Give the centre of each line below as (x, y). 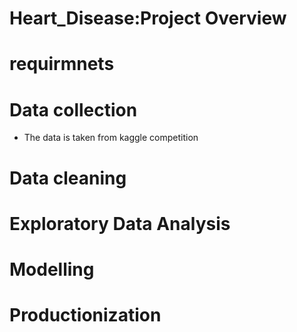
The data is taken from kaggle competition (111, 138)
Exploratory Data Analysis (120, 223)
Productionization (85, 315)
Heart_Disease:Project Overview (148, 18)
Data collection (73, 109)
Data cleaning (68, 178)
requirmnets (62, 64)
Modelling (52, 269)
